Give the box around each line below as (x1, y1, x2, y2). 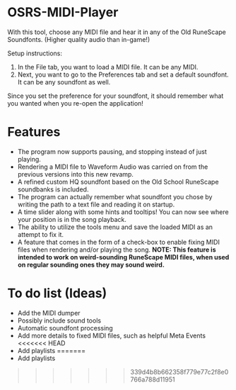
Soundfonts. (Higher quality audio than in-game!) (7, 35, 151, 43)
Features (7, 124, 61, 140)
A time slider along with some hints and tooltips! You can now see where (17, 207, 229, 216)
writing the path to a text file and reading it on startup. (17, 200, 175, 208)
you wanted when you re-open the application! (7, 99, 143, 107)
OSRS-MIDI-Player (7, 4, 119, 21)
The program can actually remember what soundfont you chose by (17, 192, 213, 201)
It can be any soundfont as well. (17, 77, 111, 86)
